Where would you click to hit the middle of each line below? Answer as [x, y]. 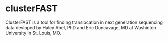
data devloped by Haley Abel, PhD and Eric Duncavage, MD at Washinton [81, 27]
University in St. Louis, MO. [33, 33]
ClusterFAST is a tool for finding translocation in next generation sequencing [84, 22]
